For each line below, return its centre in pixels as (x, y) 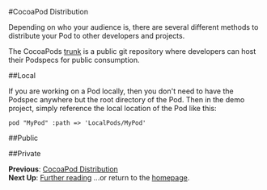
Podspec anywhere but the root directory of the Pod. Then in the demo (127, 99)
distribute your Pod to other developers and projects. (97, 36)
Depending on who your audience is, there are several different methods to (133, 27)
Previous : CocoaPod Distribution (64, 169)
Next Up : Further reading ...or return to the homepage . (99, 178)
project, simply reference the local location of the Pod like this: (112, 108)
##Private (25, 153)
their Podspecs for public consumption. (74, 60)
